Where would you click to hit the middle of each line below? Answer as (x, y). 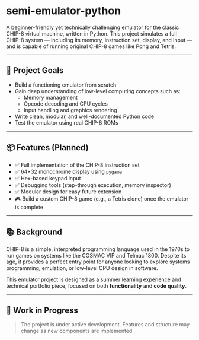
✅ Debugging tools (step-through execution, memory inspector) (93, 185)
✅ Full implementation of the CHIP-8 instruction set (77, 165)
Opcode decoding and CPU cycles (66, 104)
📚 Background (34, 232)
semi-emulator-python (64, 11)
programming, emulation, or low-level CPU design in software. (82, 268)
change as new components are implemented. (77, 331)
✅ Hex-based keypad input (48, 178)
